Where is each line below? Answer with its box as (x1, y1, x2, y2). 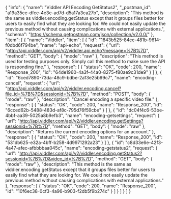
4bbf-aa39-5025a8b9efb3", (5, 112, 65, 119)
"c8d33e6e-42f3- (125, 139, 163, 146)
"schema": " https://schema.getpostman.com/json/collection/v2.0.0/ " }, (5, 32, 154, 37)
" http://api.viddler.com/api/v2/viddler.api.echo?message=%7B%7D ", (5, 48, 150, 53)
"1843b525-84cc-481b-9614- (98, 37, 161, 43)
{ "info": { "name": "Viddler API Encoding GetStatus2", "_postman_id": (5, 5, 152, 10)
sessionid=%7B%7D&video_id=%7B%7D (5, 156, 92, 162)
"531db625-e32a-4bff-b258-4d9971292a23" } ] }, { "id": (5, 139, 125, 146)
